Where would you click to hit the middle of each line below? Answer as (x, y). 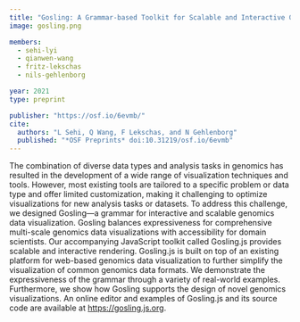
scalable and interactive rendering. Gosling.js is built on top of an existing (144, 252)
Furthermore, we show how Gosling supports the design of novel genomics (148, 289)
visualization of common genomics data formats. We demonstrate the (137, 270)
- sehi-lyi (37, 50)
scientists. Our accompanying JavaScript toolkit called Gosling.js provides (146, 242)
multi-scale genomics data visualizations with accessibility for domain (138, 232)
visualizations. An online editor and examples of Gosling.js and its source (143, 299)
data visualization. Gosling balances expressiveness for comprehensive (141, 223)
